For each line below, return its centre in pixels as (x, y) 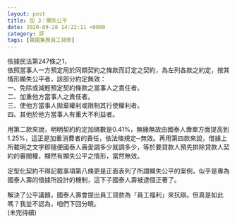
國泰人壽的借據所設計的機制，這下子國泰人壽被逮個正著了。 (94, 180)
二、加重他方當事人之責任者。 (50, 97)
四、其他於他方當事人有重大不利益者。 (63, 115)
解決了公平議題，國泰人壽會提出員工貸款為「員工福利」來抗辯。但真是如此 (115, 195)
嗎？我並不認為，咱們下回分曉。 (54, 204)
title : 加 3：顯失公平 (37, 21)
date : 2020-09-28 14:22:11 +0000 (56, 27)
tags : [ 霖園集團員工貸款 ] (41, 40)
